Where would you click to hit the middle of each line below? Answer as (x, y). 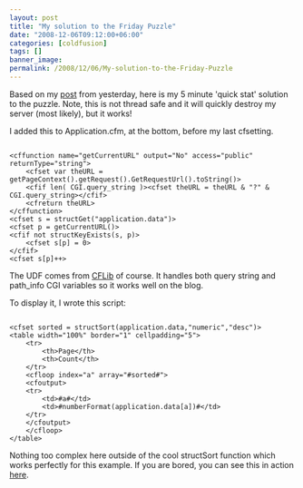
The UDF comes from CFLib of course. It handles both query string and (143, 275)
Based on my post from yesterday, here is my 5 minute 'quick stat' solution (149, 94)
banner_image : (36, 60)
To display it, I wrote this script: (68, 303)
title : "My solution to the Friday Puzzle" (93, 26)
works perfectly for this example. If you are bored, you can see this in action (152, 464)
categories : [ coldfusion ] (58, 43)
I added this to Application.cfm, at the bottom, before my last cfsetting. (142, 131)
